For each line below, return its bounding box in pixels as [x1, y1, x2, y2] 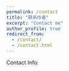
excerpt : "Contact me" [6, 20, 64, 26]
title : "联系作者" [6, 14, 50, 20]
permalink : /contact [6, 8, 59, 15]
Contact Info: [6, 58, 39, 66]
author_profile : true [6, 25, 61, 32]
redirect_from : [6, 31, 45, 37]
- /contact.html [11, 43, 53, 49]
